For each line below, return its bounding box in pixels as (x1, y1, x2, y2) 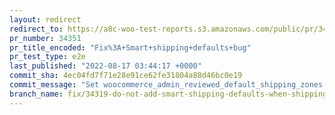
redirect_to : (9, 24, 64, 34)
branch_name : (9, 89, 64, 99)
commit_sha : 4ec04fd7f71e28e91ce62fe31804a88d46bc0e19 (9, 71, 243, 81)
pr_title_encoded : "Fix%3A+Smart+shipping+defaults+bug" (9, 42, 252, 53)
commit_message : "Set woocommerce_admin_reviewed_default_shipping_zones (9, 80, 324, 90)
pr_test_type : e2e (9, 52, 86, 62)
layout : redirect (9, 14, 82, 25)
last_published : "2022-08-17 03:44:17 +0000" (9, 61, 202, 71)
